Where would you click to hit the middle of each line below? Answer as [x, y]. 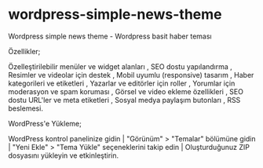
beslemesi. [26, 108]
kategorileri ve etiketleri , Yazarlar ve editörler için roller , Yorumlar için [122, 83]
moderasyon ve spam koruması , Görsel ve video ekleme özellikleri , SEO [126, 91]
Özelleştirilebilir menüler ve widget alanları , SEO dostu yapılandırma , [121, 66]
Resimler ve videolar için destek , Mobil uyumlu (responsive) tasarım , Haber [131, 75]
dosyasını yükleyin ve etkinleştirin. [64, 155]
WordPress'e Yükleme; [45, 123]
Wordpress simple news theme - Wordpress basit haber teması [110, 36]
